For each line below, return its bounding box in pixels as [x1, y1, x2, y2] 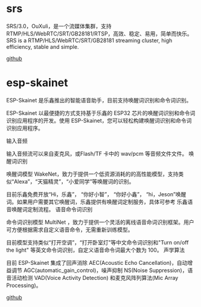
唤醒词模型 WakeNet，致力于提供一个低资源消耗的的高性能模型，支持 [6, 170, 179, 178]
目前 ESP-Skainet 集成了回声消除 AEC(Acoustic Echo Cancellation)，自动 [6, 259, 188, 266]
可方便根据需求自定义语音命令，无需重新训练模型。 [6, 226, 133, 233]
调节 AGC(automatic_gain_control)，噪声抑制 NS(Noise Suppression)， [11, 267, 188, 274]
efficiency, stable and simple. [6, 43, 79, 50]
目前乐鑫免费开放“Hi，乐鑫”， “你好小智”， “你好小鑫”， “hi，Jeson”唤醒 [6, 190, 187, 197]
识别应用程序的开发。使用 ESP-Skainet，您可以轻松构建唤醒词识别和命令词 [6, 117, 192, 124]
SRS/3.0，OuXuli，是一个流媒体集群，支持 [6, 22, 112, 29]
